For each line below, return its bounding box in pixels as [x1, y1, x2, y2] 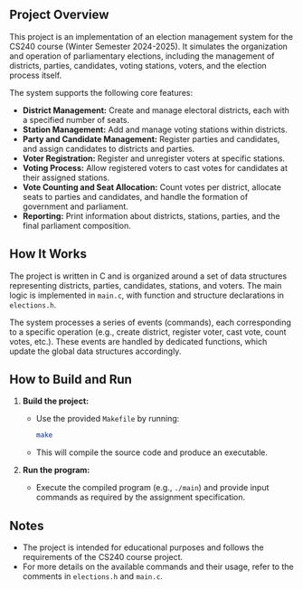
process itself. [9, 70, 62, 81]
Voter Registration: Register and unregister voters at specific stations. [22, 153, 286, 164]
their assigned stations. [22, 172, 110, 183]
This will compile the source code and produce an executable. [35, 447, 269, 458]
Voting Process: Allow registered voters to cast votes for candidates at [22, 162, 288, 173]
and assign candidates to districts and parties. [22, 143, 195, 154]
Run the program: [22, 465, 90, 476]
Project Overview [9, 7, 109, 23]
